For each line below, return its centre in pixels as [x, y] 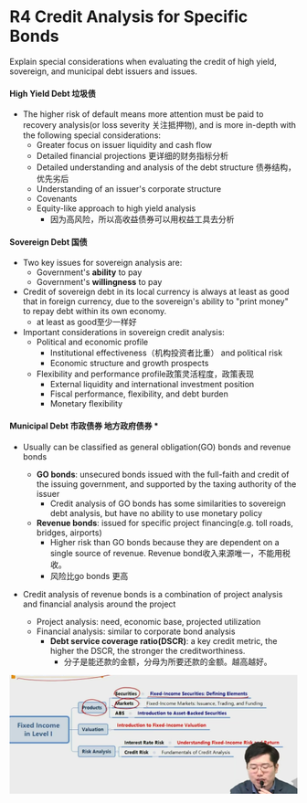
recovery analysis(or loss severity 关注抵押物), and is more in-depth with [159, 125]
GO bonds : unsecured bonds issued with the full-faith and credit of [163, 474]
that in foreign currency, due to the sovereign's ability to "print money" [156, 301]
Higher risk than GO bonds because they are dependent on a [165, 542]
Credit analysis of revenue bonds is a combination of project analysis [153, 594]
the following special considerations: [92, 135]
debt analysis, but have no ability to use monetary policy [156, 512]
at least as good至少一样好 [86, 322]
